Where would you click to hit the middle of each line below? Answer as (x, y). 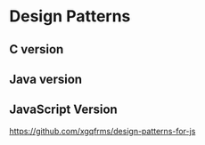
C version (37, 49)
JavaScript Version (63, 110)
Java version (46, 79)
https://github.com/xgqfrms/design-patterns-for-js (102, 131)
